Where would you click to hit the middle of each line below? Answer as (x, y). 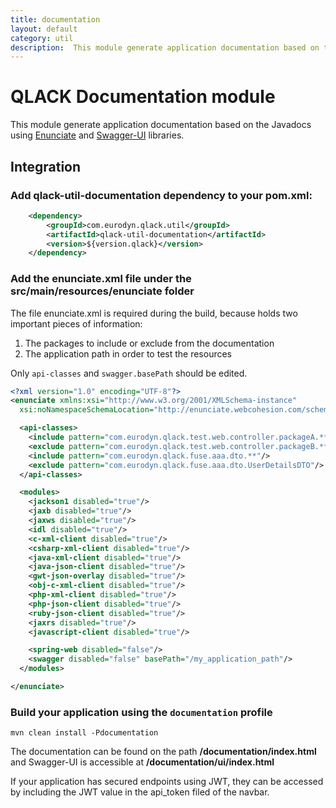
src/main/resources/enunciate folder (102, 291)
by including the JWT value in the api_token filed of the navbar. (140, 792)
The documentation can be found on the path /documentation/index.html (163, 752)
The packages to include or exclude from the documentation (149, 343)
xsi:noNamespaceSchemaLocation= (87, 410)
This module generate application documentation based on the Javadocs (161, 125)
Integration (46, 166)
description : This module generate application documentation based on (165, 47)
